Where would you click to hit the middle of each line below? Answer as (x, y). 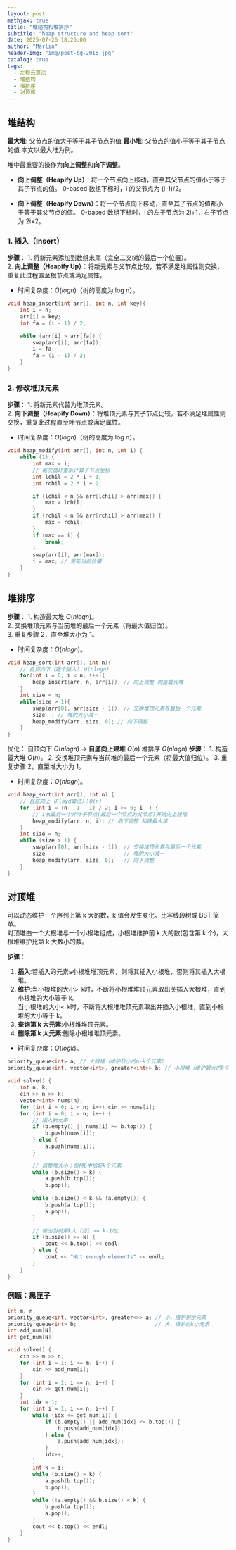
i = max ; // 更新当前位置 (67, 562)
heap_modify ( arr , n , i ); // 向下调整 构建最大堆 (100, 821)
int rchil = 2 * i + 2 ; (67, 483)
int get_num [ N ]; (31, 1337)
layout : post (26, 14)
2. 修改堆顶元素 (33, 388)
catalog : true (28, 60)
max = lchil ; (64, 503)
